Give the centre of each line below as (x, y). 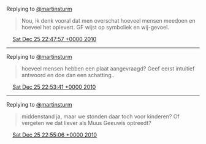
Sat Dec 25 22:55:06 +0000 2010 (54, 135)
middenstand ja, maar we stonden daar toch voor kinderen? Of (100, 116)
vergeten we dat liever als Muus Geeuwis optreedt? (86, 123)
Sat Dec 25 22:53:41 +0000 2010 (54, 87)
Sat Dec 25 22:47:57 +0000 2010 (54, 39)
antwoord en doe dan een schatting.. (68, 75)
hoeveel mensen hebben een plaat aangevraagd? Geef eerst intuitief (108, 69)
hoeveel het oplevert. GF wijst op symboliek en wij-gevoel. (95, 27)
